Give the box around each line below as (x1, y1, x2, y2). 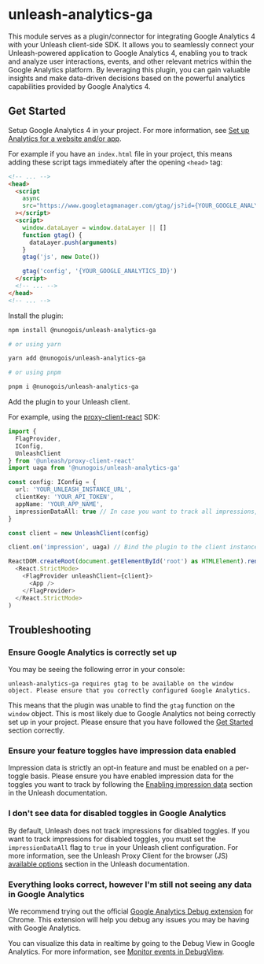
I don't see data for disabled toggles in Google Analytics (8, 808, 226, 819)
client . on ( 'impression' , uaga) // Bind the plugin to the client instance (8, 543, 258, 552)
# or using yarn (8, 340, 61, 348)
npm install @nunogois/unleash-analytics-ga (8, 326, 156, 334)
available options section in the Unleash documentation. (8, 859, 190, 869)
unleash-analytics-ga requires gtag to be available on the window (8, 680, 234, 688)
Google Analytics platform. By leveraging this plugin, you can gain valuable (8, 65, 251, 74)
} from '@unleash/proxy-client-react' (8, 456, 135, 465)
